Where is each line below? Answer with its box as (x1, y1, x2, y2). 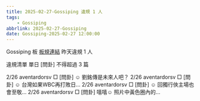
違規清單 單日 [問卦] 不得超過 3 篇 (6, 61, 89, 68)
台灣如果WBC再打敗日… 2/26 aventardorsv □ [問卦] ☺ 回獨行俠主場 (21, 81, 189, 88)
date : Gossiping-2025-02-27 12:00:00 (6, 31, 100, 37)
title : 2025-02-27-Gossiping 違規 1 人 (6, 8, 103, 15)
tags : (6, 14, 20, 20)
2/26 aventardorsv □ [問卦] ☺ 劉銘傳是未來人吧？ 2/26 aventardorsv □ (6, 74, 182, 81)
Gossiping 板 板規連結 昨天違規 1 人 (6, 48, 93, 56)
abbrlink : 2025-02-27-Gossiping (6, 25, 87, 32)
